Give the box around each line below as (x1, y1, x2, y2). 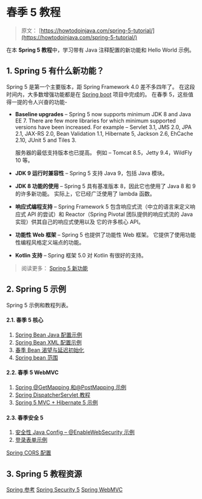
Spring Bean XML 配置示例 (15, 338, 82, 346)
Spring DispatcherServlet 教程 (15, 391, 91, 399)
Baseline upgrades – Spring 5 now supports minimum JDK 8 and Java (15, 110, 191, 117)
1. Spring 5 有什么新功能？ (6, 66, 105, 76)
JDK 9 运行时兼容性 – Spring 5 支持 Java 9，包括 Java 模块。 (15, 169, 168, 176)
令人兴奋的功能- (27, 98, 68, 105)
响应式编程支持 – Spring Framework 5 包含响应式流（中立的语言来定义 (15, 203, 190, 210)
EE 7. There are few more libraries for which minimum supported (15, 117, 176, 124)
